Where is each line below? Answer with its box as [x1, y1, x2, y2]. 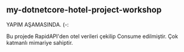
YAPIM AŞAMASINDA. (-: [6, 21, 69, 28]
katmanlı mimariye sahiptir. [6, 39, 73, 46]
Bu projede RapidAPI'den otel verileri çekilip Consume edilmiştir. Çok [6, 33, 179, 40]
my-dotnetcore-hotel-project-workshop [6, 5, 162, 15]
